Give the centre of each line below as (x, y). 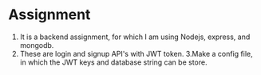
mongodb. (37, 45)
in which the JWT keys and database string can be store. (113, 62)
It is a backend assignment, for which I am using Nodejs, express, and (135, 37)
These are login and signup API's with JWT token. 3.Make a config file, (136, 53)
